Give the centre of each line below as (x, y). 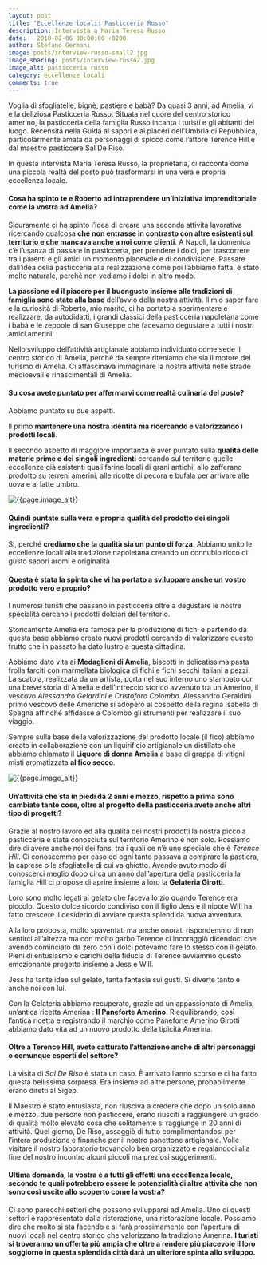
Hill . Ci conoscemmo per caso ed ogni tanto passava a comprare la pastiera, (133, 857)
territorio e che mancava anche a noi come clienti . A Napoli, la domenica (130, 241)
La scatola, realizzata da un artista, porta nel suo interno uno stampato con (132, 679)
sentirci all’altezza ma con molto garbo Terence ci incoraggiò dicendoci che (132, 938)
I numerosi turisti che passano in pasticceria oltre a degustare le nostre (125, 606)
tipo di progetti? (35, 813)
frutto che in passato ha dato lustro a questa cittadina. (97, 646)
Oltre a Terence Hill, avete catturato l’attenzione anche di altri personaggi (132, 1047)
